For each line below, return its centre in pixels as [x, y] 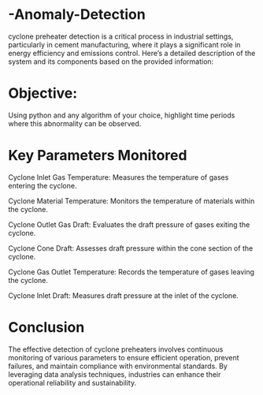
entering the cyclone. [43, 185]
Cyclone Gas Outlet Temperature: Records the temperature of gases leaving [131, 272]
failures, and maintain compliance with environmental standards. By [118, 366]
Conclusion [46, 327]
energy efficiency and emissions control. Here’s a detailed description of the [132, 53]
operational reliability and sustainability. [72, 382]
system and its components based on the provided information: [111, 61]
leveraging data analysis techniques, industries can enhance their [115, 374]
